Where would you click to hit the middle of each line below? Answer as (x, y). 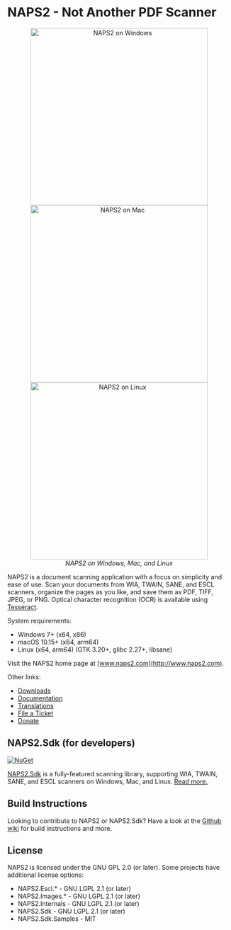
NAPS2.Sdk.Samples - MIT (57, 919)
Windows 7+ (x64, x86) (52, 634)
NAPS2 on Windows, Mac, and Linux (119, 563)
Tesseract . (23, 607)
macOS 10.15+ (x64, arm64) (58, 642)
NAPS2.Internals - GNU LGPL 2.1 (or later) (78, 904)
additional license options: (45, 875)
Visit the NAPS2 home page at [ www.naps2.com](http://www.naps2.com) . (116, 663)
